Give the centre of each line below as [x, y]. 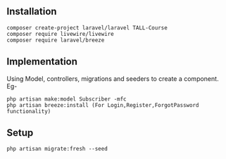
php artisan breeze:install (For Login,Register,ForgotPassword [103, 105]
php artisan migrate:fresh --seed [57, 149]
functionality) [29, 111]
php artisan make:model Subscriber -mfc [67, 99]
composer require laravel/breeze [56, 40]
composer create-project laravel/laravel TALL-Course [87, 27]
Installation [32, 12]
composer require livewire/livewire [60, 34]
